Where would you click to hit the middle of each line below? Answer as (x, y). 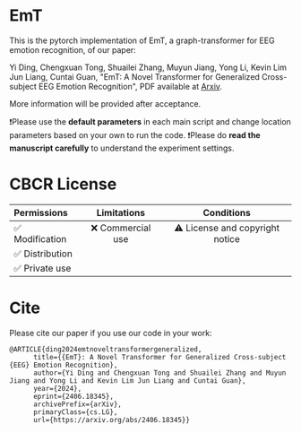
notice (227, 238)
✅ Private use (43, 268)
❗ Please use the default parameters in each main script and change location (150, 121)
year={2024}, (57, 388)
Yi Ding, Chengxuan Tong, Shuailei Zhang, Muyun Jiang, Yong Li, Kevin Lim (148, 67)
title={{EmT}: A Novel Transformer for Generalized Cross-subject (159, 357)
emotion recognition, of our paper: (73, 49)
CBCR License (63, 184)
